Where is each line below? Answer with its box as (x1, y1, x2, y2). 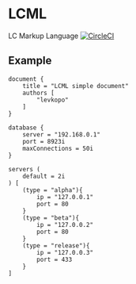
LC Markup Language (8, 31, 79, 40)
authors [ (22, 89, 55, 97)
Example (8, 54, 52, 67)
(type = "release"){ (22, 241, 90, 250)
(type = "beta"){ (22, 213, 80, 222)
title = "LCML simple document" (22, 82, 129, 90)
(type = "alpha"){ (22, 186, 83, 194)
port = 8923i (22, 137, 66, 145)
